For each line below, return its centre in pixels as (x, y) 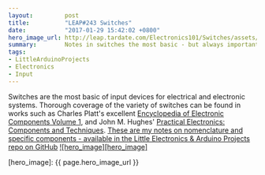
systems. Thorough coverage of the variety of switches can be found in (125, 105)
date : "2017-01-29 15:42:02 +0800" (84, 30)
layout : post (44, 15)
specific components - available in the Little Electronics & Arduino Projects (129, 138)
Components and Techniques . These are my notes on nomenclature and (125, 130)
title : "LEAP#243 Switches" (70, 23)
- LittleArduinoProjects (49, 60)
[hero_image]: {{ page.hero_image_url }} (74, 162)
